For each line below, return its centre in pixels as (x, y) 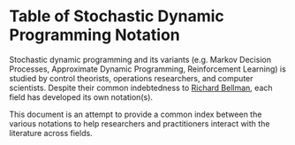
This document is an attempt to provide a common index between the (136, 114)
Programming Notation (95, 35)
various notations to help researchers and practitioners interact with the (140, 123)
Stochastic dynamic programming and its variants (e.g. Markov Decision (140, 59)
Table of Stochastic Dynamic (117, 16)
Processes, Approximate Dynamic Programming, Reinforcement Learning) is (148, 69)
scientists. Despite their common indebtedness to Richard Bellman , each (141, 88)
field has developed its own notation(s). (81, 97)
